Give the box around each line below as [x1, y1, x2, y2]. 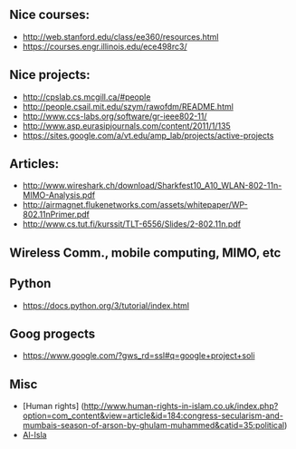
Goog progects [9, 327, 96, 342]
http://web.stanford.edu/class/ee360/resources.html [22, 31, 219, 42]
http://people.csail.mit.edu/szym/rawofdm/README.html [22, 101, 234, 112]
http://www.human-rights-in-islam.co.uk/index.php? [83, 401, 279, 412]
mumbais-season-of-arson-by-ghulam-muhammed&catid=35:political [22, 420, 285, 431]
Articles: [9, 156, 60, 171]
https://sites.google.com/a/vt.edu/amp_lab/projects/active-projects [22, 130, 274, 141]
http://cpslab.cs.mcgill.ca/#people [22, 91, 151, 102]
